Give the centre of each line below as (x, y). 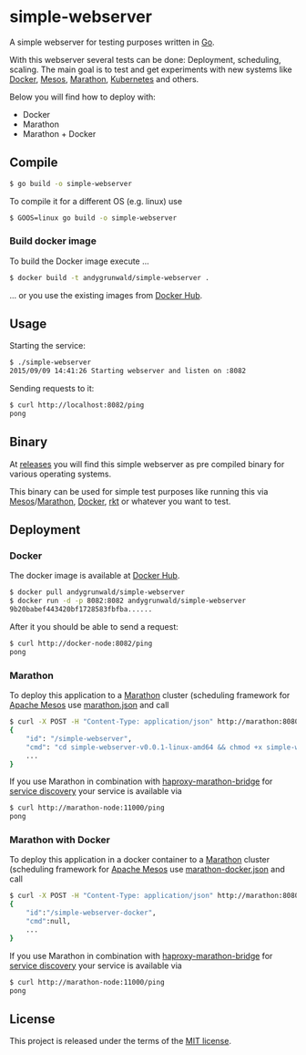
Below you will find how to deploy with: (83, 97)
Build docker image (53, 241)
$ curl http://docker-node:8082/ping (81, 644)
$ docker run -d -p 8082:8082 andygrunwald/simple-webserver (128, 601)
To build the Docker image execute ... (80, 261)
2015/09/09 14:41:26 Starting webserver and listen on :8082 (128, 371)
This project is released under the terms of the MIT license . (121, 1041)
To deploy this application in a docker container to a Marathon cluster (140, 860)
